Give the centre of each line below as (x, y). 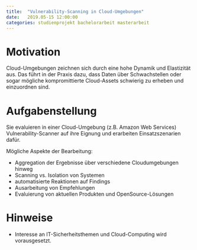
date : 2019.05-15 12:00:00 (42, 17)
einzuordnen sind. (28, 87)
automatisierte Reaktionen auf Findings (62, 181)
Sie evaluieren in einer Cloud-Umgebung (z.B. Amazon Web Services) (91, 127)
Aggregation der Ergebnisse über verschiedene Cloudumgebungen (96, 163)
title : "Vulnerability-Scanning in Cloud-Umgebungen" (75, 12)
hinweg (24, 169)
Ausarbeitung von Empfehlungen (55, 188)
